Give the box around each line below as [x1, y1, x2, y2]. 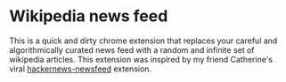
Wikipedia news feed [9, 6, 168, 26]
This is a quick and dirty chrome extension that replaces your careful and [9, 35, 278, 46]
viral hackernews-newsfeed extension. [9, 63, 152, 74]
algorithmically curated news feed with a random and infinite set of [9, 44, 256, 55]
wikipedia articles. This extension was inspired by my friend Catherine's [9, 54, 274, 64]
